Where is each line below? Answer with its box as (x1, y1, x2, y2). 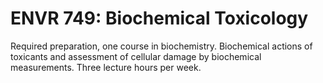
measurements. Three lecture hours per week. (10, 61, 202, 73)
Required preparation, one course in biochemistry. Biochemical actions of (10, 40, 313, 52)
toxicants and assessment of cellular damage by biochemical (10, 50, 262, 62)
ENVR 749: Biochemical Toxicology (10, 7, 309, 30)
